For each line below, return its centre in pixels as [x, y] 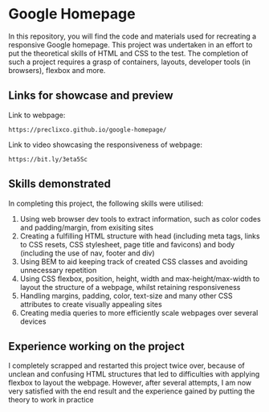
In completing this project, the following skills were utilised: [106, 203]
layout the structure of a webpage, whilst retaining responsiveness [130, 287]
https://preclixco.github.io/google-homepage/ [88, 129]
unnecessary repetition [58, 270]
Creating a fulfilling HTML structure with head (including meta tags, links [140, 236]
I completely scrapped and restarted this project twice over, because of [126, 365]
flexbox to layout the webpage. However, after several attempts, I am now [130, 383]
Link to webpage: [37, 115]
